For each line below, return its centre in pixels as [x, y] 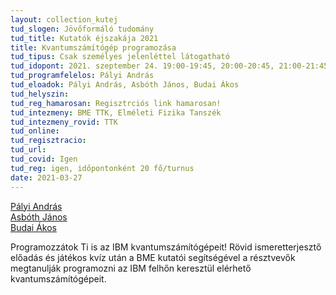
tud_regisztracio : [48, 141]
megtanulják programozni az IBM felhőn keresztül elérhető [131, 268]
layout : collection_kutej [64, 19]
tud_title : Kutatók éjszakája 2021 [84, 38]
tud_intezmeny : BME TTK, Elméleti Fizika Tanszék [116, 112]
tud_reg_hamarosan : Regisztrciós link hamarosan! [116, 103]
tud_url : [28, 150]
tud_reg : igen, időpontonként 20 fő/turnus [102, 168]
